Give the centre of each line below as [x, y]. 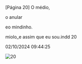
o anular [14, 17]
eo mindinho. [19, 27]
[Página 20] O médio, [28, 7]
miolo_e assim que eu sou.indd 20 [41, 37]
